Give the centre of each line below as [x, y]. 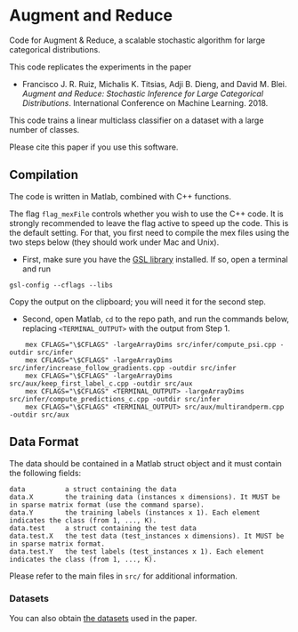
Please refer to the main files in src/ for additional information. [124, 576]
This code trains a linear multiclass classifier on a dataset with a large [137, 120]
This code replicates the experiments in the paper [101, 67]
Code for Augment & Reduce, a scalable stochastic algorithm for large [137, 40]
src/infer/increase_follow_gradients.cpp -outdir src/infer [123, 368]
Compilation [44, 175]
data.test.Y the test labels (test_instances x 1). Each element [137, 551]
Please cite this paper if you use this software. [94, 147]
